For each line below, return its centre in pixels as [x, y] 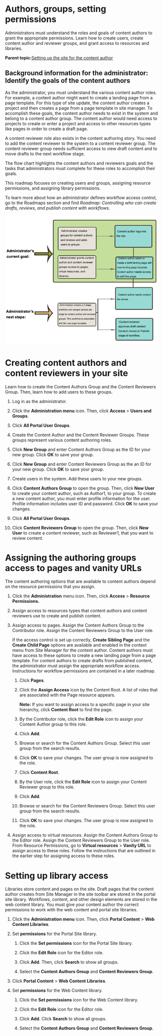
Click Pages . [32, 680]
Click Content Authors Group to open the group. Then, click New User [83, 488]
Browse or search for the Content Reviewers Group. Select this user [87, 806]
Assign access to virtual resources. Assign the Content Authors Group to [85, 835]
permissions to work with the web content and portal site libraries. [71, 910]
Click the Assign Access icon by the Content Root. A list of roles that [89, 690]
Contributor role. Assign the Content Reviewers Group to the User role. [83, 631]
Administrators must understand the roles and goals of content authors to [79, 33]
